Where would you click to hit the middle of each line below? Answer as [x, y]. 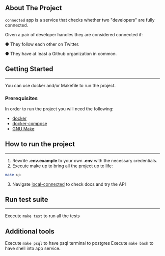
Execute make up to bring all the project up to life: [62, 166]
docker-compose [30, 123]
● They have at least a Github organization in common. [61, 53]
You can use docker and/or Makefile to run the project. [60, 85]
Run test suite [27, 200]
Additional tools [30, 231]
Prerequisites [21, 98]
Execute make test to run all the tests [42, 216]
